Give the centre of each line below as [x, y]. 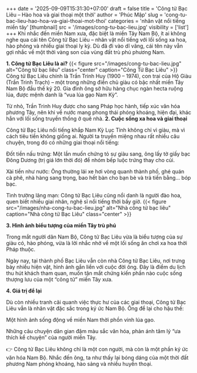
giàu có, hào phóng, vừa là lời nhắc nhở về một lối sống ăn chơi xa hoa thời [96, 243]
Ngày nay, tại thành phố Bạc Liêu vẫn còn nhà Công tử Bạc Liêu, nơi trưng [96, 261]
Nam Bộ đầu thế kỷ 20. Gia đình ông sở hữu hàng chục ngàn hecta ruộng [95, 88]
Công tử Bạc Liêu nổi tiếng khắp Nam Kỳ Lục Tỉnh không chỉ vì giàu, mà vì [96, 130]
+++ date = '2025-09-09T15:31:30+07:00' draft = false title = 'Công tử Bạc [97, 9]
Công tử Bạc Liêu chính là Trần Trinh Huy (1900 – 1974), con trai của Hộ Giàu [99, 76]
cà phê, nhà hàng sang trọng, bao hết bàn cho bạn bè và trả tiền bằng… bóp [98, 178]
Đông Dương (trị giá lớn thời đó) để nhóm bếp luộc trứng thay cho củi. [91, 160]
